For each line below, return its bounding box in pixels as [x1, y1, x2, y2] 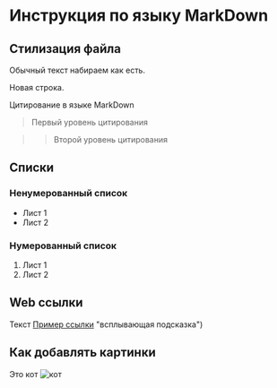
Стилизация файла [9, 41, 121, 56]
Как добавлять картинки [9, 345, 156, 360]
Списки [9, 160, 55, 176]
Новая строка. [9, 82, 65, 92]
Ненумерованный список [9, 187, 128, 200]
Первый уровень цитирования [30, 117, 148, 127]
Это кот [9, 368, 39, 379]
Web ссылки [9, 295, 83, 310]
